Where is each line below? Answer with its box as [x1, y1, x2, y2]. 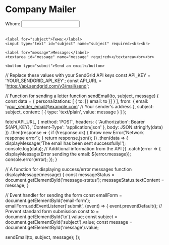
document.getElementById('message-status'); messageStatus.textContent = [5, 177, 164, 183]
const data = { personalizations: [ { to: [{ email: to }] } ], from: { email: [5, 98, 149, 104]
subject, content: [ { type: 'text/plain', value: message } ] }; [5, 109, 127, 115]
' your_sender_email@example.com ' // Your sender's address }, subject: [5, 103, 154, 109]
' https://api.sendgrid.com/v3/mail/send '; [5, 83, 89, 89]
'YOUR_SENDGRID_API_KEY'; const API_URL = [5, 77, 102, 84]
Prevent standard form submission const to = [5, 208, 99, 214]
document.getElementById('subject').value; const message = [5, 219, 133, 225]
